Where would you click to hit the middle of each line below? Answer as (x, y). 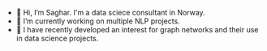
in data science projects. (57, 38)
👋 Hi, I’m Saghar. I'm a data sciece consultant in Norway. (110, 13)
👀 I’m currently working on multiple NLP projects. (98, 21)
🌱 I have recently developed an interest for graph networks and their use (137, 30)
